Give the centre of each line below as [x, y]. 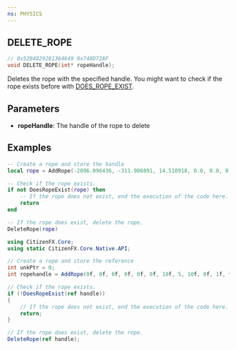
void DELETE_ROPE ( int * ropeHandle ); [61, 65]
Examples [29, 148]
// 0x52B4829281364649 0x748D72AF [58, 59]
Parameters [34, 109]
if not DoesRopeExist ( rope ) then [56, 190]
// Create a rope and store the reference [71, 261]
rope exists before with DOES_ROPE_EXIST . [71, 86]
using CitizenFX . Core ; [41, 242]
